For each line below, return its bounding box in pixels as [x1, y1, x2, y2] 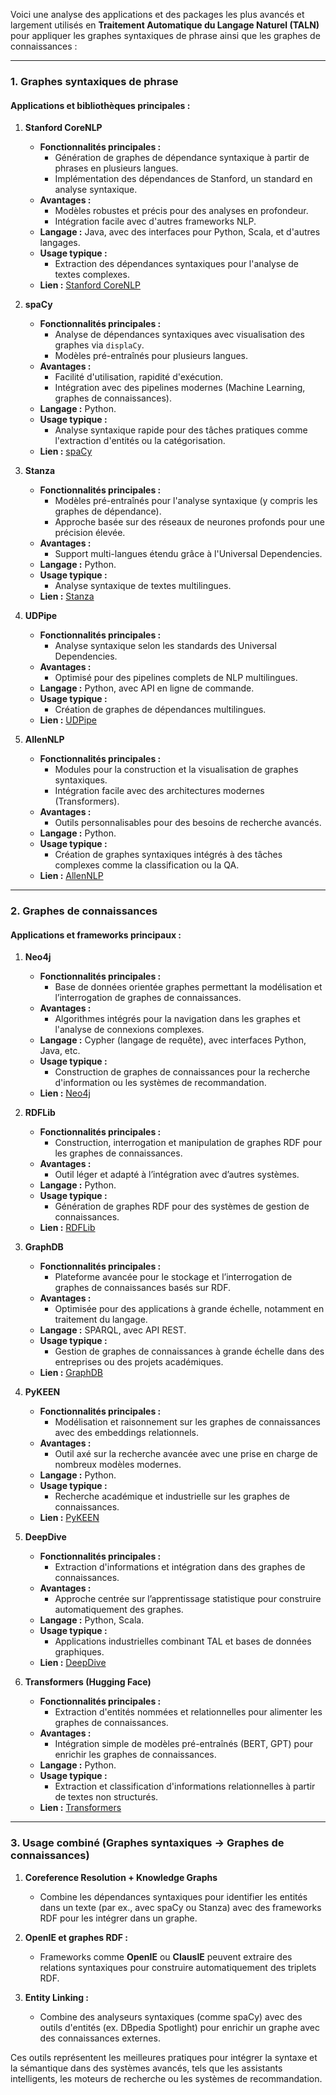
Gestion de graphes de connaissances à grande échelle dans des [54, 1345, 325, 1358]
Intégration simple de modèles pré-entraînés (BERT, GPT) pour [54, 1738, 314, 1750]
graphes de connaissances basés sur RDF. [54, 1282, 231, 1294]
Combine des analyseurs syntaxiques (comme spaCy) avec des [39, 2010, 303, 2023]
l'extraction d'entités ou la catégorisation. [54, 435, 226, 447]
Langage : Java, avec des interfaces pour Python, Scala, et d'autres [39, 226, 321, 238]
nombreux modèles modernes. [54, 1459, 182, 1471]
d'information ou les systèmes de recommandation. [54, 1077, 267, 1089]
